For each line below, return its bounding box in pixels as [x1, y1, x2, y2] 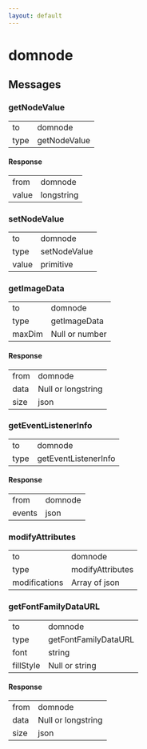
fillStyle [12, 659, 41, 671]
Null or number [50, 329, 107, 340]
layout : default [8, 11, 62, 20]
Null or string [47, 659, 97, 671]
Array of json [70, 577, 120, 588]
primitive [40, 259, 73, 270]
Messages [8, 78, 62, 92]
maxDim [12, 329, 44, 340]
